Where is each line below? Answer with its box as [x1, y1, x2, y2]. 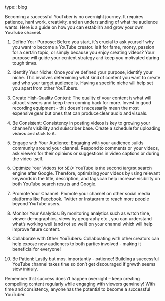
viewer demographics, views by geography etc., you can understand [12, 216, 152, 221]
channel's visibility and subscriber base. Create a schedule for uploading [12, 125, 161, 131]
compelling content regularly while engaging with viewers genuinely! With [5, 281, 155, 287]
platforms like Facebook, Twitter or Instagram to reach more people [12, 196, 149, 201]
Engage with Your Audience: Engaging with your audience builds [12, 140, 144, 146]
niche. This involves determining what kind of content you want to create [12, 75, 161, 80]
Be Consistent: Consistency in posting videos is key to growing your [12, 120, 150, 126]
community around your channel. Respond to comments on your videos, [12, 145, 159, 151]
